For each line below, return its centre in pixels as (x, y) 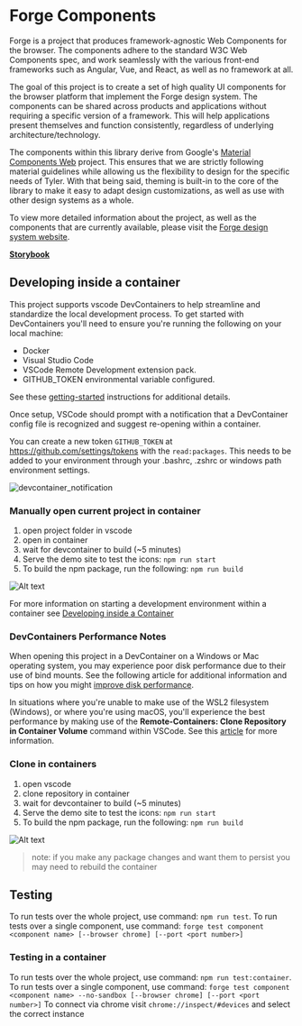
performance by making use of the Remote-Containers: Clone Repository (148, 721)
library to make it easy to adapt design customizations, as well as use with (147, 190)
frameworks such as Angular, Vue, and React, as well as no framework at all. (151, 69)
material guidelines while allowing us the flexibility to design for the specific (150, 171)
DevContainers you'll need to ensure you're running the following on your (146, 323)
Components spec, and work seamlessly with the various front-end (134, 60)
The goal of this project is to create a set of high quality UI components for (148, 87)
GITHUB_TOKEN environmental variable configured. (119, 379)
